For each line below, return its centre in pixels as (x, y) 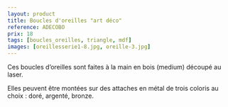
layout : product (31, 14)
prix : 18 (20, 34)
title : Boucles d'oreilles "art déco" (65, 21)
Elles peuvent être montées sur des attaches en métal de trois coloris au (113, 88)
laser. (15, 74)
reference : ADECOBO (36, 27)
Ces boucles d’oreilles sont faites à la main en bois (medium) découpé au (114, 67)
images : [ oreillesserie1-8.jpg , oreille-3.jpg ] (79, 47)
